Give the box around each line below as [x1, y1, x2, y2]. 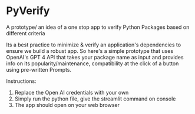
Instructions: [6, 78, 37, 85]
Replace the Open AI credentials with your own [14, 89, 129, 96]
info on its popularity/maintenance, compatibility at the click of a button [6, 60, 179, 67]
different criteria [6, 29, 45, 36]
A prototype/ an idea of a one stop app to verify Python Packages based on [6, 24, 190, 31]
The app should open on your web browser [14, 101, 120, 108]
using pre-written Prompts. [6, 66, 72, 73]
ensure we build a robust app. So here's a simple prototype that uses [6, 47, 174, 54]
